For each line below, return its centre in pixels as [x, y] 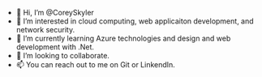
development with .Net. [55, 47]
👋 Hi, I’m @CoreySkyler [55, 13]
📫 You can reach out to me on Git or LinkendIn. [96, 64]
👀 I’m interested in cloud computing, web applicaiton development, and [135, 21]
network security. [45, 30]
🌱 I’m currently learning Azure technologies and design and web [123, 38]
